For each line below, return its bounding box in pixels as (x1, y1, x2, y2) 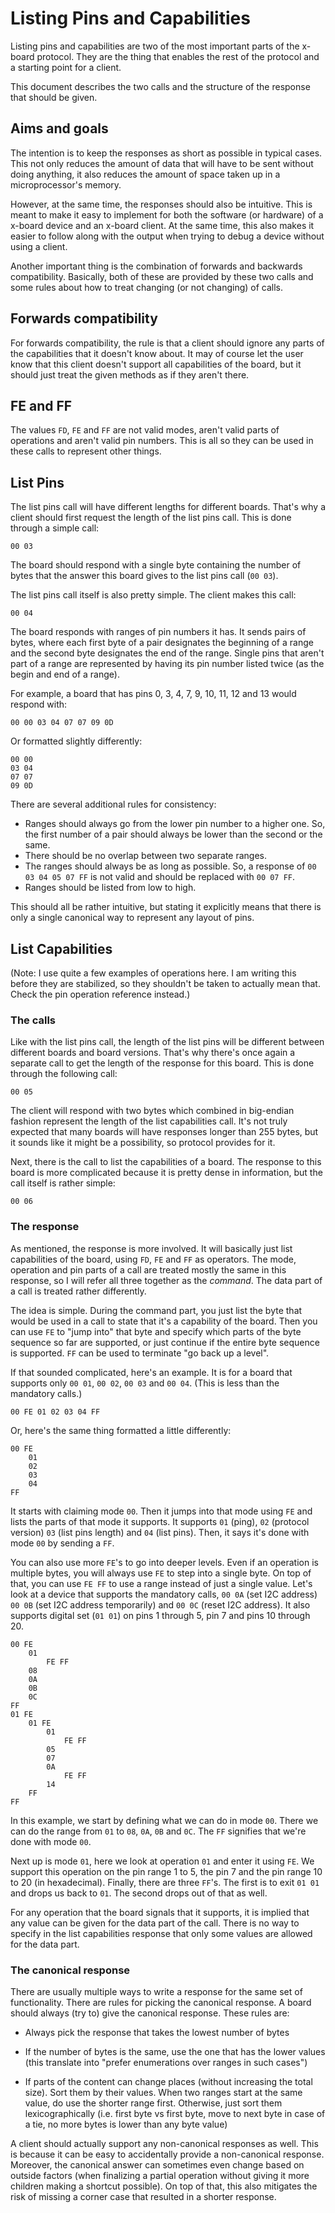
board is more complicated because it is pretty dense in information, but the (10, 1167, 323, 1179)
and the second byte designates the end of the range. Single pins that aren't (10, 647, 325, 659)
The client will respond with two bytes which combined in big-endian (10, 1105, 295, 1117)
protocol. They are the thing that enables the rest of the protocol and (36, 50, 320, 62)
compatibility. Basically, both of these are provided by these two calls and (10, 270, 314, 282)
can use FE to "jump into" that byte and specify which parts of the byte (10, 1325, 302, 1337)
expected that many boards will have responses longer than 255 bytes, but (10, 1126, 319, 1138)
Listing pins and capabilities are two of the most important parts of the (10, 40, 300, 52)
